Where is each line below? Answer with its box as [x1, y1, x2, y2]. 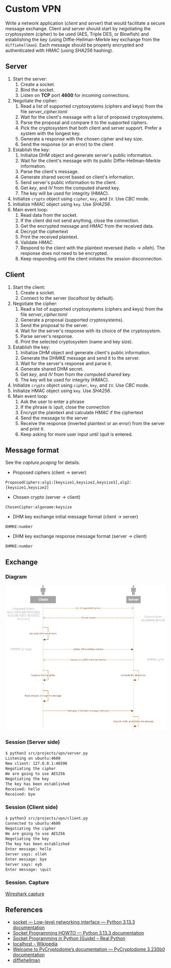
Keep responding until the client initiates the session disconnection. [20, 255, 163, 261]
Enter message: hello [5, 846, 52, 852]
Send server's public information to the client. [20, 179, 117, 185]
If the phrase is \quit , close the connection [20, 404, 110, 410]
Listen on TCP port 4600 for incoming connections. [20, 92, 130, 98]
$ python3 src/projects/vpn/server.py [5, 751, 88, 756]
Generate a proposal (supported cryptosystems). [20, 316, 124, 323]
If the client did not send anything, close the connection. [20, 217, 140, 224]
